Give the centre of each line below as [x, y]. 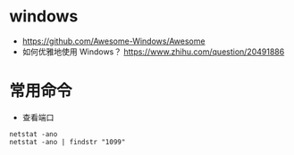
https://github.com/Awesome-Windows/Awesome [113, 41]
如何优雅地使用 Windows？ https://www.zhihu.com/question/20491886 [153, 52]
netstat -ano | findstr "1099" [67, 142]
